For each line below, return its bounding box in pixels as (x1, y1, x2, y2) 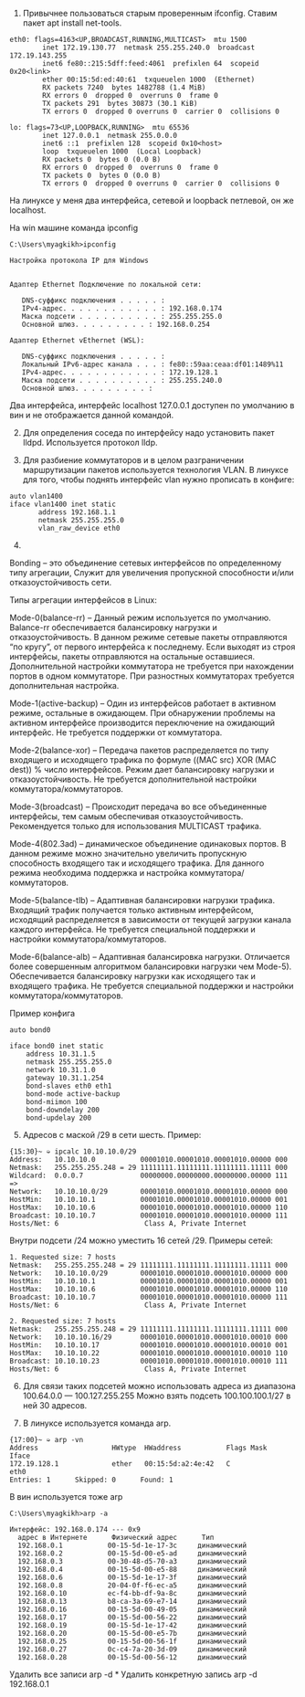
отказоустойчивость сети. (9, 577, 112, 587)
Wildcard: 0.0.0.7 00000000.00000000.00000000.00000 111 (9, 1171, 288, 1180)
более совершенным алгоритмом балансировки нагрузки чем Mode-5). (9, 961, 292, 972)
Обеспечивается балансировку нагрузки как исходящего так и (9, 971, 256, 981)
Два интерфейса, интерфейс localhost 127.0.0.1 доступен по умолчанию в (9, 400, 295, 410)
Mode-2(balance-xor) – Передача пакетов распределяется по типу (9, 744, 269, 755)
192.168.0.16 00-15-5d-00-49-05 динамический (17, 1605, 247, 1614)
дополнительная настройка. (9, 680, 120, 690)
